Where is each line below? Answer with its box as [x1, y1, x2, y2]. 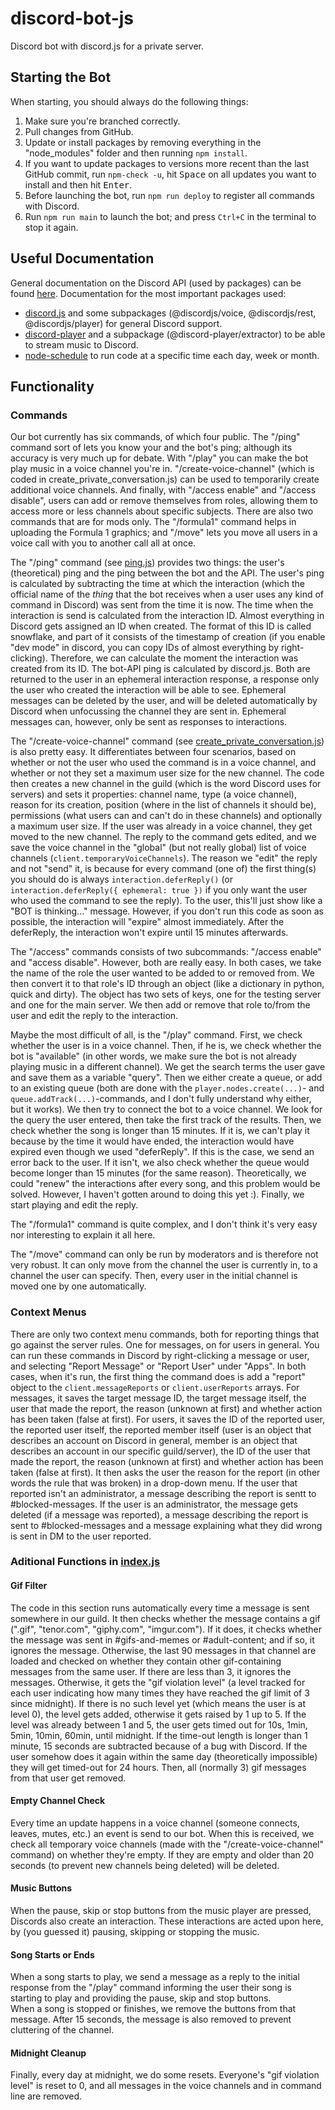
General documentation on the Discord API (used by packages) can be [10, 277, 302, 289]
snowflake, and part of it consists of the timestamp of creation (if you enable [10, 631, 326, 643]
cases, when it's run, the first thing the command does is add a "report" [10, 1370, 306, 1382]
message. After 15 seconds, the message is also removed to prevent [10, 2013, 292, 2026]
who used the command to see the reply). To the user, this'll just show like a [10, 895, 323, 907]
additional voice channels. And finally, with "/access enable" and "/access [10, 484, 317, 496]
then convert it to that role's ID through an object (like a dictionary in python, [10, 978, 325, 990]
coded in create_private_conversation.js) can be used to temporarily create [10, 473, 320, 486]
